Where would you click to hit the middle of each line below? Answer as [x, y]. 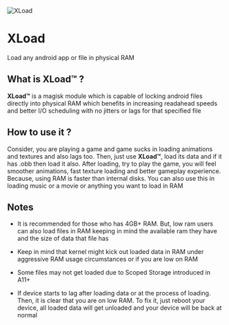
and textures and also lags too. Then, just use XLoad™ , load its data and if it [114, 156]
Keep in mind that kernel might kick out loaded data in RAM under [110, 252]
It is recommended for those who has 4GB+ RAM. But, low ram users [115, 224]
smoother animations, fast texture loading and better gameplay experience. [114, 171]
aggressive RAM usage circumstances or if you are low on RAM [108, 259]
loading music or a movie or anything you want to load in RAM [95, 186]
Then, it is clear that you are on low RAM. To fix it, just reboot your [111, 301]
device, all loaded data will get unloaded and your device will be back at [119, 308]
